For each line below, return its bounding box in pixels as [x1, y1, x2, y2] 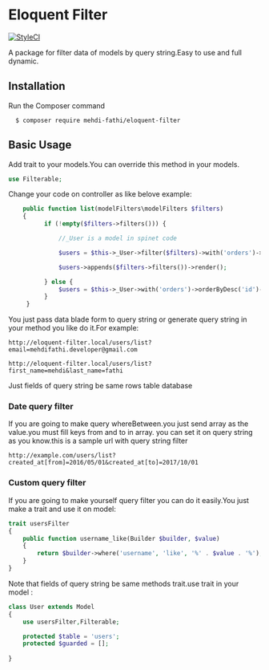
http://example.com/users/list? [8, 452, 116, 460]
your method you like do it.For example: [8, 323, 139, 333]
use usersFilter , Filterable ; [22, 618, 120, 626]
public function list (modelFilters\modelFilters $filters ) [22, 205, 224, 213]
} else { [43, 278, 74, 286]
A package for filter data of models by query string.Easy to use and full [8, 47, 243, 57]
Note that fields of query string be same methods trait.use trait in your [8, 579, 239, 588]
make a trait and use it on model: [8, 504, 116, 514]
